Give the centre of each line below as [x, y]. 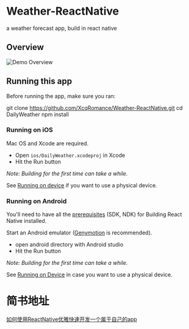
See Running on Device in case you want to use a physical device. [89, 275]
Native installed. [27, 221]
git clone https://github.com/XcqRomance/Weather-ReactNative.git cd [94, 107]
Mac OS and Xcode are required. [48, 143]
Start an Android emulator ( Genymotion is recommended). [79, 233]
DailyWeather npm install [37, 114]
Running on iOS [30, 130]
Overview [25, 47]
